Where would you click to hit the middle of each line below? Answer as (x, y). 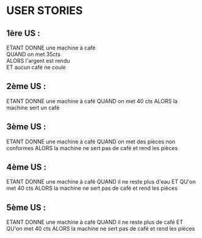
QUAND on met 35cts (34, 54)
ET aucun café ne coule (36, 67)
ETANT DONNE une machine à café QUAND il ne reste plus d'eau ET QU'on (101, 182)
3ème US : (26, 127)
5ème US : (26, 207)
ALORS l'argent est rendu (38, 61)
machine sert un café (33, 107)
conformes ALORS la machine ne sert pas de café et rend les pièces (92, 148)
